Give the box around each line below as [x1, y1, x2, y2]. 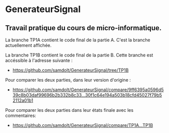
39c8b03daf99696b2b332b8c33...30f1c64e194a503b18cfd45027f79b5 [12, 92, 162, 98]
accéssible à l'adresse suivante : [5, 57, 73, 63]
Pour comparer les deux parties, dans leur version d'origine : [5, 77, 131, 83]
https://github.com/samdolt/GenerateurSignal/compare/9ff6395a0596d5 [12, 87, 164, 93]
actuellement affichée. [5, 42, 52, 48]
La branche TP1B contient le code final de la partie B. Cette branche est [5, 52, 153, 58]
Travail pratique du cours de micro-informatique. [5, 24, 162, 32]
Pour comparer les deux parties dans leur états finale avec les [5, 107, 134, 113]
